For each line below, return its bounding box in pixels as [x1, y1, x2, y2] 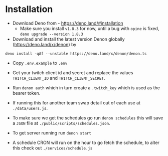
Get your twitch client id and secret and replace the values [12, 69, 133, 76]
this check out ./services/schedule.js [12, 144, 93, 151]
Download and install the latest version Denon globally [12, 36, 125, 42]
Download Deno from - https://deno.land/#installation [12, 20, 123, 26]
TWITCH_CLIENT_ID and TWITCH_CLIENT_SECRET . [12, 75, 105, 81]
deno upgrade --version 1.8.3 [20, 32, 84, 37]
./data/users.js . [12, 105, 48, 111]
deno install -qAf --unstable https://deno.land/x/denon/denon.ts [5, 51, 147, 56]
